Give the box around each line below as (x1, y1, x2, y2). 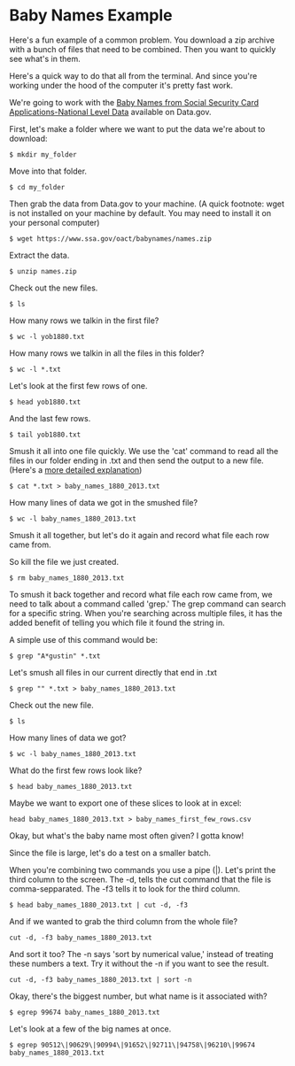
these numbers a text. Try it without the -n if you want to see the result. (9, 958, 269, 969)
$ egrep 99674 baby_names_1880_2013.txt (9, 1008, 161, 1016)
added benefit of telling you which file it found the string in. (9, 617, 225, 628)
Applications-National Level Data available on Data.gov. (9, 106, 212, 117)
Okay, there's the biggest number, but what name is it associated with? (9, 991, 268, 1001)
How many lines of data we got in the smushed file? (9, 497, 198, 507)
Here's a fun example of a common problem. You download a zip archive (9, 35, 275, 45)
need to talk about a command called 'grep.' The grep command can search (9, 599, 286, 609)
